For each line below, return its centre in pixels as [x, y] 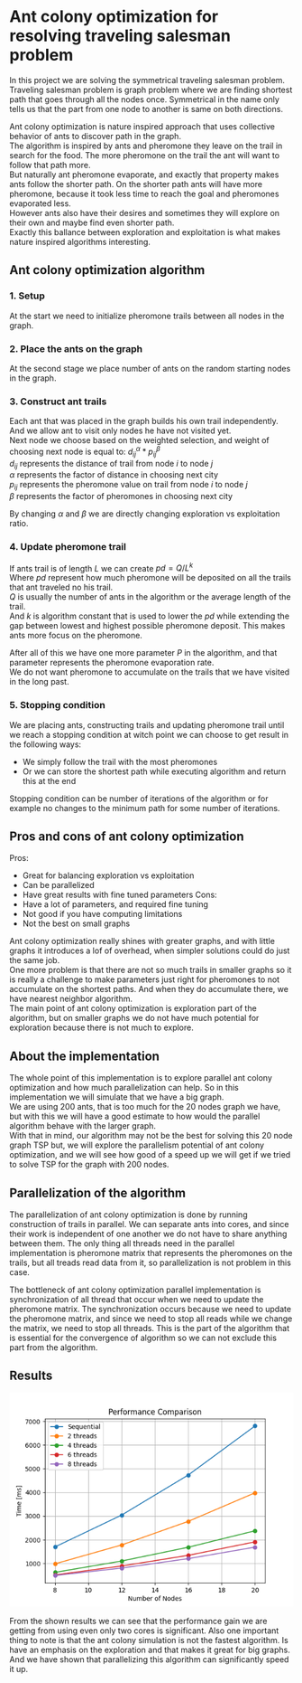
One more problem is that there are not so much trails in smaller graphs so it [151, 970]
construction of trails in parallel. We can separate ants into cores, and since [150, 1224]
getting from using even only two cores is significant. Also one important [144, 1631]
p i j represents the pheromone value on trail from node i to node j [128, 486]
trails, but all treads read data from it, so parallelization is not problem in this [150, 1262]
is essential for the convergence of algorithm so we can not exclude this [143, 1338]
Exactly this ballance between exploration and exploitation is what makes [145, 232]
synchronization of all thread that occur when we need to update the [137, 1299]
